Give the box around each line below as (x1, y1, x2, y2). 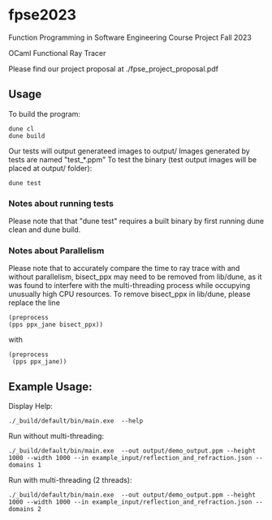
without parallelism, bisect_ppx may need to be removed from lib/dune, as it (8, 272, 262, 281)
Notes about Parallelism (8, 245, 105, 256)
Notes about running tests (8, 197, 114, 208)
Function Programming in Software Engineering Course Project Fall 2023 (8, 32, 252, 42)
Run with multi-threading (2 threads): (8, 475, 132, 485)
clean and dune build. (8, 225, 81, 234)
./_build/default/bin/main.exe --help (8, 417, 144, 425)
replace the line (8, 298, 61, 307)
